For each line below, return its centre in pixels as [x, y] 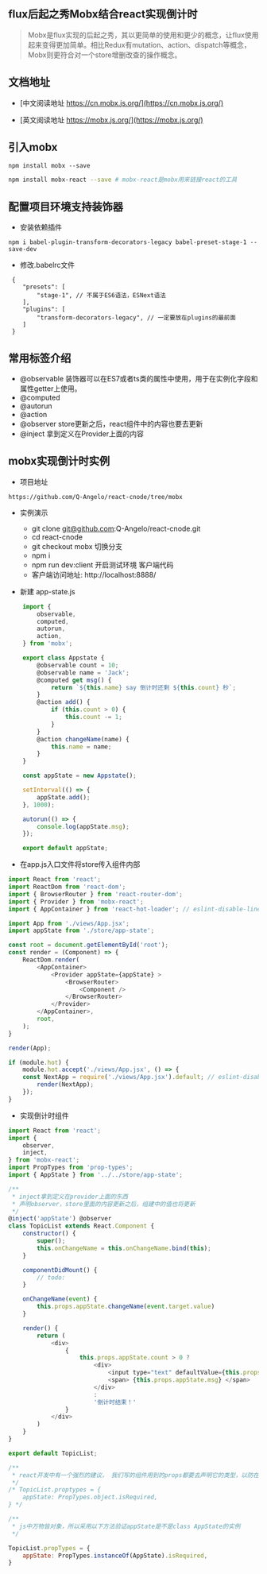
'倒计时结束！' [115, 1402]
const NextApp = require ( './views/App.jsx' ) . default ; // [119, 1077]
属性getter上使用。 [50, 389]
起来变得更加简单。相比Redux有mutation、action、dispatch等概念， [139, 44]
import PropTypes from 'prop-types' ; [71, 1168]
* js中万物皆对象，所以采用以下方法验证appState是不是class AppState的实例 [126, 1526]
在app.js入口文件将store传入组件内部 [80, 864]
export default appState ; [66, 849]
